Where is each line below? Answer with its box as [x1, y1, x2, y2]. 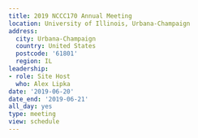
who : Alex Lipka [15, 80, 71, 88]
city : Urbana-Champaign [15, 34, 96, 43]
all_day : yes [8, 102, 53, 110]
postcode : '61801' [15, 50, 79, 58]
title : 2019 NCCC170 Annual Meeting [8, 11, 132, 20]
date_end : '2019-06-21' [8, 95, 89, 103]
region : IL [15, 58, 53, 66]
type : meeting [8, 110, 57, 119]
